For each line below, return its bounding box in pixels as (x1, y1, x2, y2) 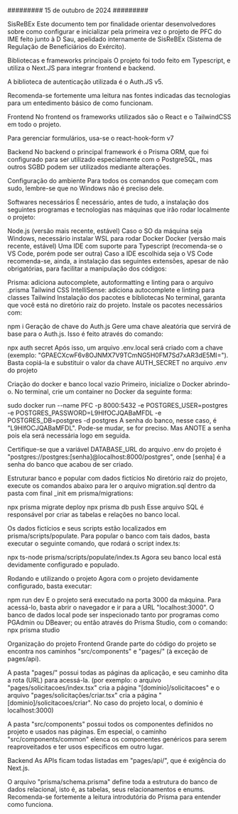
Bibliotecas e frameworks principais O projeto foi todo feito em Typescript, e (7, 56, 231, 65)
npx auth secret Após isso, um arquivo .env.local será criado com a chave (7, 344, 224, 352)
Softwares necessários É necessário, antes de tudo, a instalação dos (7, 198, 210, 206)
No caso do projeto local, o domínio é (93, 699, 204, 707)
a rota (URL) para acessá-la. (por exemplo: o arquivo (7, 676, 161, 684)
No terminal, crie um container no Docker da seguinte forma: (14, 387, 193, 396)
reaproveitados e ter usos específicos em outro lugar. (7, 742, 164, 751)
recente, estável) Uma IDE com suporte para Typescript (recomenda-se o (7, 242, 223, 250)
